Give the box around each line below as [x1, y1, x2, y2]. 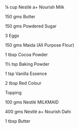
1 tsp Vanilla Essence [5, 71, 47, 77]
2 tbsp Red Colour [5, 80, 41, 86]
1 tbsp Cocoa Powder [5, 52, 48, 57]
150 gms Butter [5, 14, 36, 19]
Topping [5, 90, 22, 95]
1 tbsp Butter [5, 118, 31, 124]
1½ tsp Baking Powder [5, 61, 50, 67]
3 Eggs [5, 33, 20, 38]
